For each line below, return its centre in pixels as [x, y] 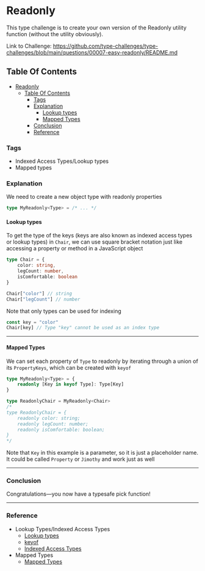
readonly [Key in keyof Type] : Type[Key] [70, 384]
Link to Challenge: [29, 46]
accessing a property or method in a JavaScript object [75, 248]
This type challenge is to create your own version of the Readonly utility [97, 28]
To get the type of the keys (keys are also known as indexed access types [99, 236]
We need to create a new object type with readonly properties [84, 197]
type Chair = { [26, 260]
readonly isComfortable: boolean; [61, 430]
